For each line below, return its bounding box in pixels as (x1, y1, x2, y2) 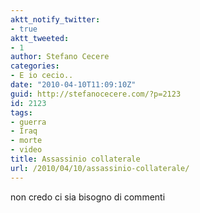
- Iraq (10, 126, 38, 136)
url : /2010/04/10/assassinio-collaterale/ (10, 163, 190, 173)
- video (10, 145, 43, 155)
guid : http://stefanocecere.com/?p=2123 (10, 89, 182, 99)
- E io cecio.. (10, 71, 74, 81)
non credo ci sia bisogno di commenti (10, 191, 166, 203)
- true (10, 24, 38, 34)
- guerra (10, 117, 47, 127)
